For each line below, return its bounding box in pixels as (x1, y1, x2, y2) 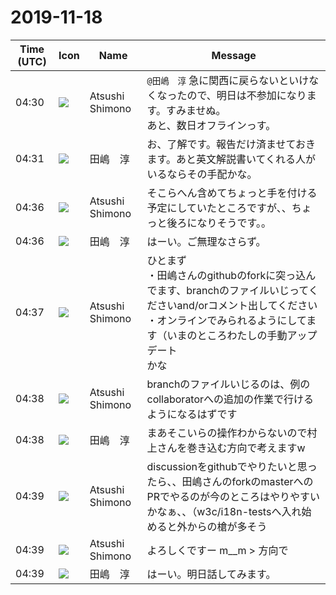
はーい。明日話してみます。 (146, 567, 277, 581)
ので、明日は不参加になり (186, 88, 307, 102)
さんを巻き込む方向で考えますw (156, 441, 306, 455)
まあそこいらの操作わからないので (146, 426, 308, 440)
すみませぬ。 (165, 103, 227, 117)
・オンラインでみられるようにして (146, 313, 307, 327)
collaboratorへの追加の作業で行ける (146, 392, 315, 406)
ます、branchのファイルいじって (156, 283, 309, 297)
